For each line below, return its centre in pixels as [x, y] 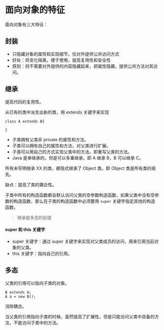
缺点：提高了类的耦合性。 [31, 184]
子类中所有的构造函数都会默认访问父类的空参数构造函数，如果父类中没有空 [80, 195]
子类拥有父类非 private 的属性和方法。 [50, 139]
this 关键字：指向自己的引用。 [42, 253]
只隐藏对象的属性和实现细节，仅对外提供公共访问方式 [66, 54]
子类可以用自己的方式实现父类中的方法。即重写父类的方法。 [72, 152]
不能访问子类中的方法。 [37, 323]
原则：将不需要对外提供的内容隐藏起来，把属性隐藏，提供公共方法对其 [83, 66]
